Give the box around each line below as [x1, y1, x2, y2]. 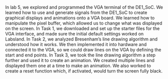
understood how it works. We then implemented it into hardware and [5, 41, 147, 47]
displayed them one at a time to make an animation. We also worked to [5, 62, 151, 68]
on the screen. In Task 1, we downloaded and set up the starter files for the [5, 25, 160, 31]
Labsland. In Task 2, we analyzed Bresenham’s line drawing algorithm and [5, 36, 158, 42]
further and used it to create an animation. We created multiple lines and [5, 57, 154, 63]
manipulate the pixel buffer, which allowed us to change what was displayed [5, 20, 162, 26]
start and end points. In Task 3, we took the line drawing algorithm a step [5, 52, 156, 58]
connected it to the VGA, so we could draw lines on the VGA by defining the [5, 47, 161, 52]
